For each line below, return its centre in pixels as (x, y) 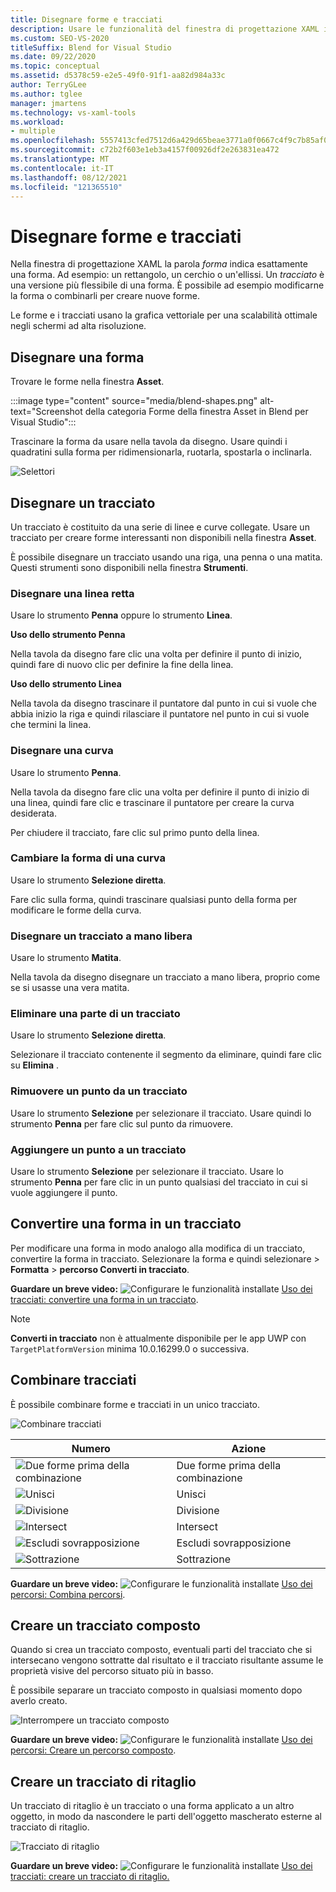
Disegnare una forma (77, 357)
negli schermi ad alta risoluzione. (78, 326)
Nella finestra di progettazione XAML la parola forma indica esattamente (159, 264)
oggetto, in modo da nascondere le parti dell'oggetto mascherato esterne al (166, 1817)
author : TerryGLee (48, 85)
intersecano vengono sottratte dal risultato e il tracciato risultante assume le (167, 1660)
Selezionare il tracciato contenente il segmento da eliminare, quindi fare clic (166, 1055)
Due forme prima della (229, 1465)
